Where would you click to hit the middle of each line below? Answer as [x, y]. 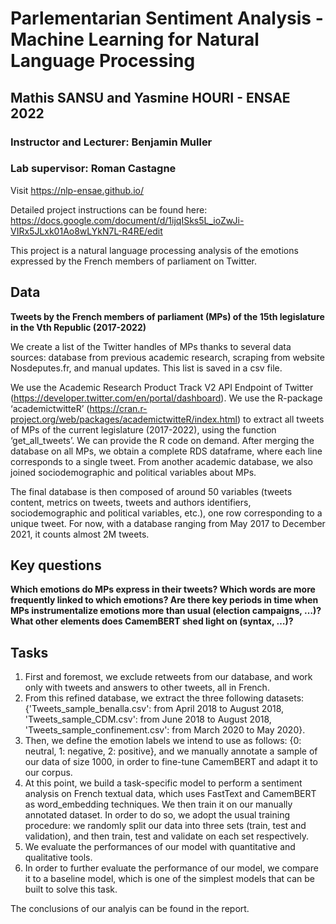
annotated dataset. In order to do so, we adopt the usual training [157, 815]
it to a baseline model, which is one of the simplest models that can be [169, 879]
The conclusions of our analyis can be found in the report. [130, 909]
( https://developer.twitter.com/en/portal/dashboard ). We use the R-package [166, 398]
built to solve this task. [71, 889]
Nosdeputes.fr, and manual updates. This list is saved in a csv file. [146, 368]
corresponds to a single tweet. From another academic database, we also [161, 461]
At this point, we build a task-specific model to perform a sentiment [163, 783]
